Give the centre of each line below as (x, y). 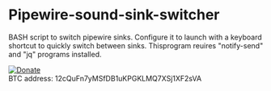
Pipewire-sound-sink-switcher (114, 15)
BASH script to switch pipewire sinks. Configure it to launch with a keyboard (135, 37)
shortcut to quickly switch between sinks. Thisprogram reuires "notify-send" (136, 45)
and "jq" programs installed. (55, 54)
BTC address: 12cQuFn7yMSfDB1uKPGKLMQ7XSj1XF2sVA (105, 78)
